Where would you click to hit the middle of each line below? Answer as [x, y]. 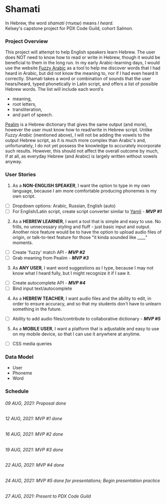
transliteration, [27, 110]
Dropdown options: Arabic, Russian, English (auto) [64, 206]
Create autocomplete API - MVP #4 [49, 282]
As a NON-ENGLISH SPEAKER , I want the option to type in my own [81, 185]
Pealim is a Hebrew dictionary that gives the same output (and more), [76, 125]
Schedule [17, 391]
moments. [23, 243]
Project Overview [27, 41]
